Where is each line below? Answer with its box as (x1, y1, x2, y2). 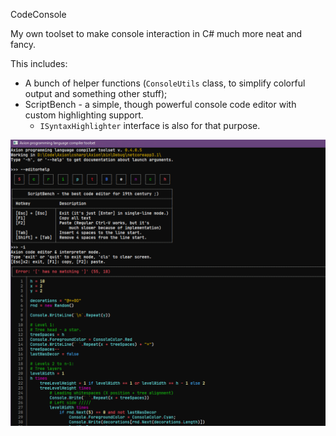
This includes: (10, 58, 68, 69)
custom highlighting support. (24, 109, 144, 121)
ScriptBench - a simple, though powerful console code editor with (24, 99, 297, 110)
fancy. (10, 39, 37, 50)
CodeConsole (10, 9, 67, 20)
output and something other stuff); (24, 88, 168, 99)
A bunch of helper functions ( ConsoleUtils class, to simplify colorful (24, 77, 306, 89)
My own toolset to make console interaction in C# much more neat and (10, 28, 303, 39)
